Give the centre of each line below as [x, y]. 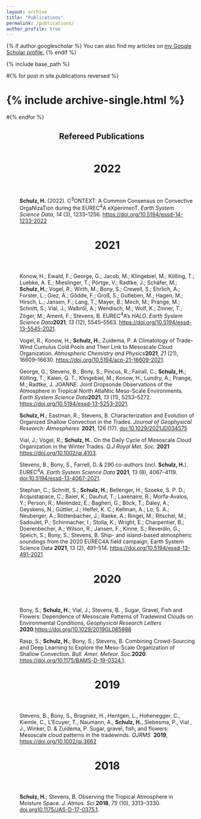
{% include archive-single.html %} [96, 100]
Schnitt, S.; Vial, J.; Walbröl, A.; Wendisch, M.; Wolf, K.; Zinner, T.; [101, 308]
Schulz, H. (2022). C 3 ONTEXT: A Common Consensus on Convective [106, 200]
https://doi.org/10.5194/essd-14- [143, 214]
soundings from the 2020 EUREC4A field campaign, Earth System [102, 542]
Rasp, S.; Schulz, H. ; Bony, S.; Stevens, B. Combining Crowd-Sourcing [107, 641]
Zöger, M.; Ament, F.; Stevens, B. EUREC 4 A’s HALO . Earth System [101, 315]
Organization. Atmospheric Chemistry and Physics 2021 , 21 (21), [99, 353]
